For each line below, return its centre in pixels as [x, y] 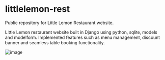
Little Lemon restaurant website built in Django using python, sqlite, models [81, 32]
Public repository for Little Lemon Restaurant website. [59, 23]
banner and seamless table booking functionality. [55, 42]
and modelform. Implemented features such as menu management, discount [82, 37]
